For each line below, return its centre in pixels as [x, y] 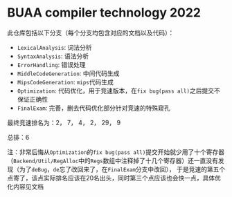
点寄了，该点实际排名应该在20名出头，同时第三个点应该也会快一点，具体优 [114, 178]
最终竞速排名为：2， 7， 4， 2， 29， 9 [64, 122]
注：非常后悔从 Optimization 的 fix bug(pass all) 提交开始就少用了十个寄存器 [116, 152]
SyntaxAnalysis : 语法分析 [53, 56]
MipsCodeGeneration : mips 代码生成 [65, 82]
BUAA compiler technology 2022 [104, 13]
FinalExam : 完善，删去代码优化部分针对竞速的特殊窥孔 [94, 108]
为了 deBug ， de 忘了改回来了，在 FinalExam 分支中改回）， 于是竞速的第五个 [122, 169]
